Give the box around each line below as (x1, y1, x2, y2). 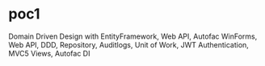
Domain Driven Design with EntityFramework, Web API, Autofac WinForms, (8, 31, 258, 41)
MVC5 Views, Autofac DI (8, 48, 90, 58)
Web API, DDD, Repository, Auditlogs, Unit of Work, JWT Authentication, (8, 39, 249, 49)
